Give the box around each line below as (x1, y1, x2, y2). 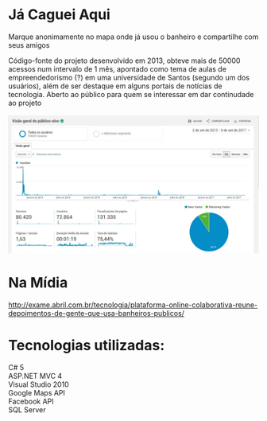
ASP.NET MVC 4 (8, 371, 63, 380)
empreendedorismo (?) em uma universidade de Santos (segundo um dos (8, 72, 250, 82)
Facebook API (8, 396, 54, 406)
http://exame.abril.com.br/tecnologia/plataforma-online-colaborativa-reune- (8, 300, 258, 310)
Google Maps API (8, 388, 66, 397)
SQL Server (8, 404, 46, 415)
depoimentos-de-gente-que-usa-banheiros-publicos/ (8, 308, 185, 318)
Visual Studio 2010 (8, 380, 69, 389)
